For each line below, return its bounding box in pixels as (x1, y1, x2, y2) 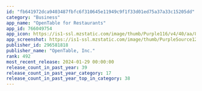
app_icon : (6, 31, 31, 37)
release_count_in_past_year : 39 (6, 64, 87, 71)
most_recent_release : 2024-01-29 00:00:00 (6, 59, 114, 65)
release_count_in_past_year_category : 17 (6, 70, 112, 76)
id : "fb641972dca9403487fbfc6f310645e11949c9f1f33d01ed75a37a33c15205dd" (6, 8, 195, 15)
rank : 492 (6, 53, 31, 59)
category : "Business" (6, 14, 61, 20)
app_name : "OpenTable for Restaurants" (6, 20, 106, 26)
